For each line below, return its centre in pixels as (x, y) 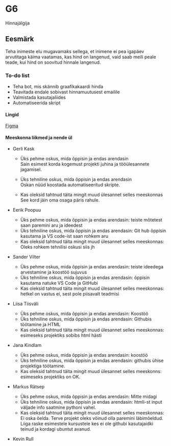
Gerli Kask (23, 149)
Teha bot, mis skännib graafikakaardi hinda (58, 87)
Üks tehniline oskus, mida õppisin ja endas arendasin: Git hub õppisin (93, 231)
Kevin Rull (23, 439)
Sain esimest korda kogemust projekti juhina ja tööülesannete (85, 164)
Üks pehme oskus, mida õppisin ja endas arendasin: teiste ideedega (92, 267)
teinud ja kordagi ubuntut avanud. (56, 429)
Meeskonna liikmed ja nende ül (39, 137)
